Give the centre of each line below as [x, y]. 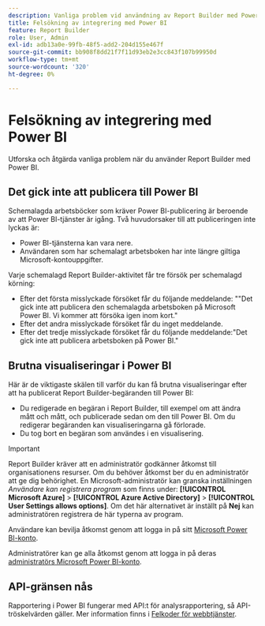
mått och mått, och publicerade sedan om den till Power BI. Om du [127, 417]
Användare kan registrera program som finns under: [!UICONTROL [117, 489]
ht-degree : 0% [32, 74]
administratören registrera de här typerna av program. [96, 515]
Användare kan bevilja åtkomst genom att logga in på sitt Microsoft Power [128, 530]
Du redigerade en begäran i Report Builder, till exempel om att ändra [130, 408]
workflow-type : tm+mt [44, 60]
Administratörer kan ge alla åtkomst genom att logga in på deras [112, 553]
